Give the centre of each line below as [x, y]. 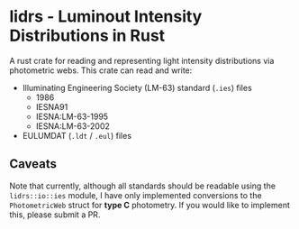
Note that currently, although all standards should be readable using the [143, 186]
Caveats [33, 164]
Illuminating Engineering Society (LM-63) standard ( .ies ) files [137, 87]
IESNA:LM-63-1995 [72, 116]
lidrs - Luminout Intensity [106, 17]
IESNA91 [52, 106]
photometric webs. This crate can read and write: [101, 70]
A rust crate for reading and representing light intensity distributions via [142, 60]
